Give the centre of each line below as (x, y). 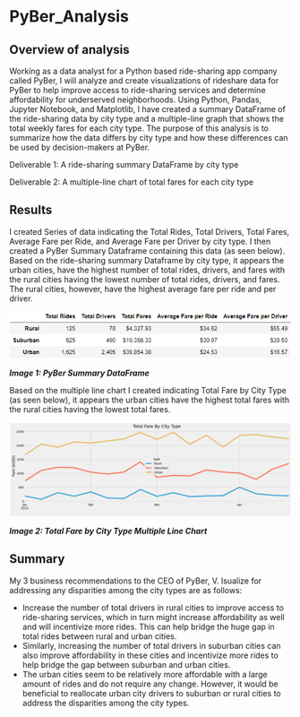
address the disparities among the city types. (106, 703)
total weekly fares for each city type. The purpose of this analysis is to (139, 128)
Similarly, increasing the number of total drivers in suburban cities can (151, 645)
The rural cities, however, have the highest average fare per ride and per (143, 289)
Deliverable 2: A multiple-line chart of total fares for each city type (131, 182)
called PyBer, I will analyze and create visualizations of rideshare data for (144, 81)
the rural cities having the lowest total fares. (90, 409)
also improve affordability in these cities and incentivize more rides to (150, 655)
